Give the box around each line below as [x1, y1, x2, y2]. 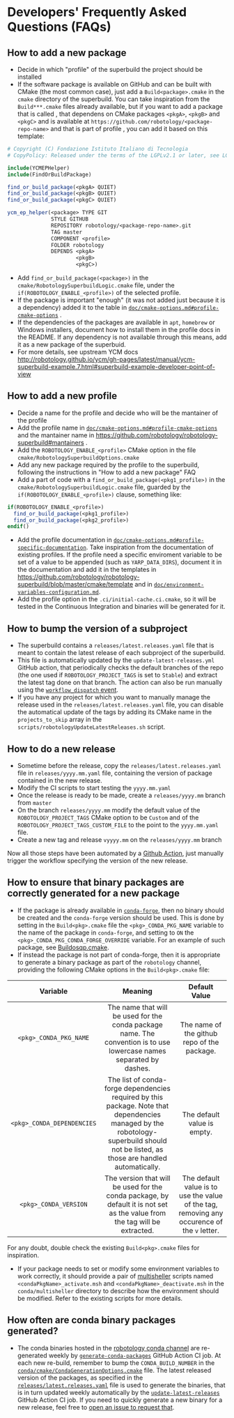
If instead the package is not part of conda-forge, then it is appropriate [17, 950, 221, 959]
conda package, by [106, 1191, 169, 1200]
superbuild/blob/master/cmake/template [17, 580, 134, 589]
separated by [116, 1055, 159, 1064]
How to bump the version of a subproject [7, 622, 188, 635]
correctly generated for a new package [7, 887, 180, 900]
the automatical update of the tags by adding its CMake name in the [17, 708, 212, 716]
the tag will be [114, 1216, 161, 1226]
